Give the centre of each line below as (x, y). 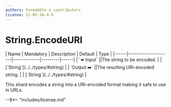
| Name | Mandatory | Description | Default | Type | (59, 54)
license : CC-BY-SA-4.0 (29, 15)
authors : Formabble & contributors (43, 10)
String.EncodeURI (44, 40)
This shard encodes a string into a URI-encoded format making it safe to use (86, 85)
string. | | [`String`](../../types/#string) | (46, 75)
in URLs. (14, 90)
